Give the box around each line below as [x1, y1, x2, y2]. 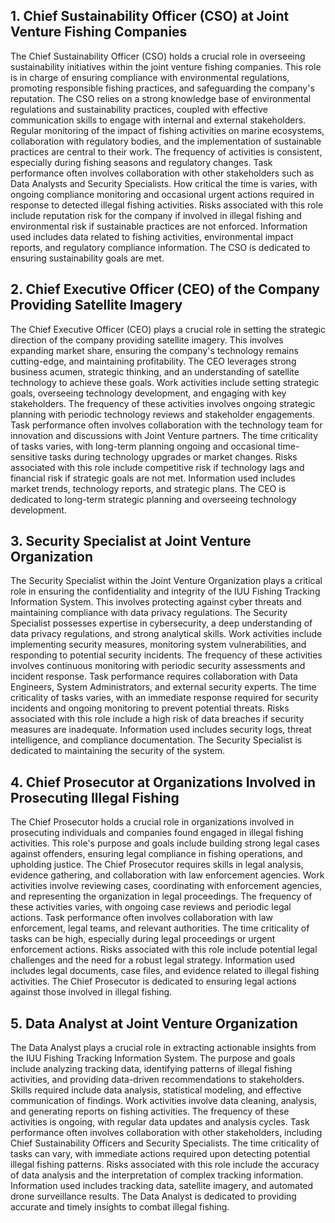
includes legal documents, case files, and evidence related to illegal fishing [10, 965, 320, 977]
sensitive [10, 450, 48, 463]
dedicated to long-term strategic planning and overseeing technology [10, 493, 297, 505]
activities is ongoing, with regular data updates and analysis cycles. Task [10, 1116, 310, 1128]
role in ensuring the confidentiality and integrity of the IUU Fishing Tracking [10, 585, 321, 598]
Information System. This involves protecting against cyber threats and [10, 596, 302, 608]
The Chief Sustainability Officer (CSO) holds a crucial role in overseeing [10, 50, 306, 62]
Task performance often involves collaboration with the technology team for [10, 419, 323, 431]
